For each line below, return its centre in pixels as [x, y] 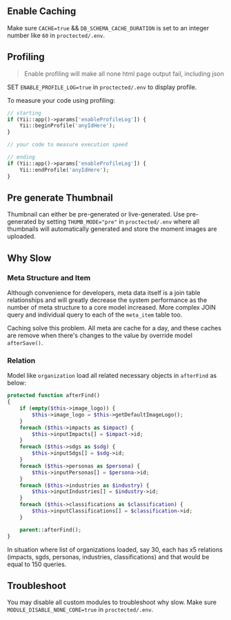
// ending [21, 157]
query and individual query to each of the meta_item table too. [95, 314]
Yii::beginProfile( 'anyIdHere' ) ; [68, 126]
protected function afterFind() [53, 396]
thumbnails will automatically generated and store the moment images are [112, 229]
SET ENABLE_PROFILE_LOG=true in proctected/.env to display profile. [102, 87]
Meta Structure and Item [49, 277]
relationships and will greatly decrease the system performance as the [107, 300]
